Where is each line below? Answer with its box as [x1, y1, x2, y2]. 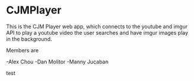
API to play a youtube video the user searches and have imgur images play [6, 29, 188, 36]
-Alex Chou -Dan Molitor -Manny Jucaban [6, 58, 109, 65]
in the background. [6, 35, 52, 42]
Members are [6, 46, 39, 53]
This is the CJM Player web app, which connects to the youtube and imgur [6, 23, 188, 30]
